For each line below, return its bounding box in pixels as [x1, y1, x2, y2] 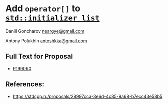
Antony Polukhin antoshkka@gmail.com [5, 38, 87, 44]
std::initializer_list [5, 13, 100, 23]
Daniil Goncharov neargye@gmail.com [5, 28, 85, 34]
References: [5, 80, 44, 89]
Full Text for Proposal [5, 52, 73, 61]
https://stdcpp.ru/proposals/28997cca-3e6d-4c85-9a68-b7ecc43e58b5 [12, 93, 163, 99]
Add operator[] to [5, 3, 81, 14]
